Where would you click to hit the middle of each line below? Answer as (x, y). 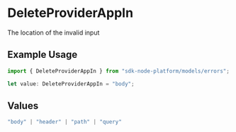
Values (23, 106)
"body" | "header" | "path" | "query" (64, 122)
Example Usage (43, 55)
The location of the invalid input (54, 32)
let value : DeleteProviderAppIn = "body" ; (71, 84)
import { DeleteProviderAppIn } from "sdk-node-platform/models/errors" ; (119, 71)
